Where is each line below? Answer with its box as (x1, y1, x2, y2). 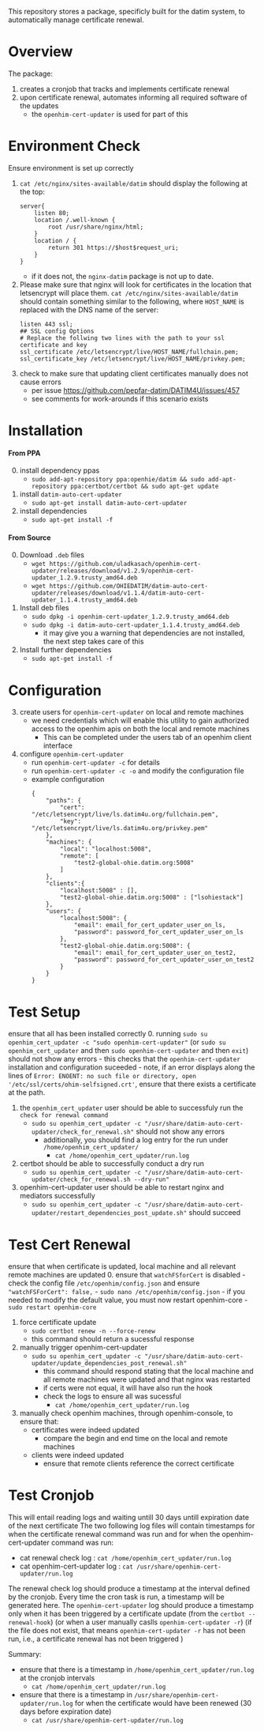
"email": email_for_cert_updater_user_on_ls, (73, 921, 226, 930)
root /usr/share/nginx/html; (48, 223, 144, 231)
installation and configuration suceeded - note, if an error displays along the (8, 1062, 255, 1072)
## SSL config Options (19, 327, 95, 335)
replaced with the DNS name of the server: (19, 304, 159, 315)
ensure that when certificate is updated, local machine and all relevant (8, 1262, 236, 1271)
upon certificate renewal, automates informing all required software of (19, 92, 247, 102)
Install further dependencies (19, 645, 112, 655)
